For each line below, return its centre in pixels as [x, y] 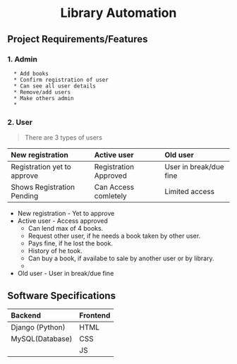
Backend [26, 315]
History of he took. [55, 251]
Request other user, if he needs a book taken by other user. [114, 236]
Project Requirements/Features [78, 39]
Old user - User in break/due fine [66, 274]
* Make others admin [44, 98]
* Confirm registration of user [61, 80]
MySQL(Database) [42, 339]
